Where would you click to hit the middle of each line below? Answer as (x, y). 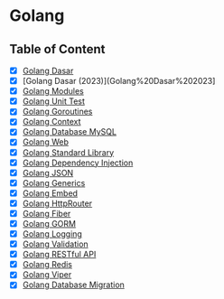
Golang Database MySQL (70, 132)
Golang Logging (52, 234)
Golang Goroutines (57, 112)
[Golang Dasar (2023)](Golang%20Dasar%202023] (119, 81)
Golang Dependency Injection (78, 163)
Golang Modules (53, 91)
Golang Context (51, 122)
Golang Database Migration (73, 285)
